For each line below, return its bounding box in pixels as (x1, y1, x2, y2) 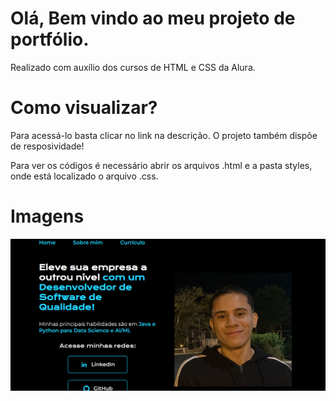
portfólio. (10, 28, 90, 51)
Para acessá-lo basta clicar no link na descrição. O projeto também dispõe (10, 129, 318, 141)
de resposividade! (10, 140, 85, 152)
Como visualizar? (10, 97, 158, 119)
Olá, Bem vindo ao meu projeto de (10, 7, 296, 30)
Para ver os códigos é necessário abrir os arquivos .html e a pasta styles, (10, 159, 313, 171)
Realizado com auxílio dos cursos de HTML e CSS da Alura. (10, 61, 256, 73)
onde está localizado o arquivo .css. (10, 170, 159, 182)
